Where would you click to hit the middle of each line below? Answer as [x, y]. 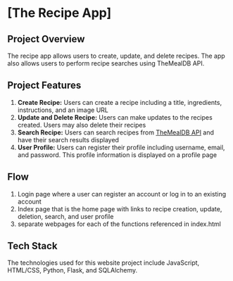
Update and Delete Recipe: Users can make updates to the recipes [115, 117]
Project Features [44, 86]
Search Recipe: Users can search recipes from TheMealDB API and [116, 132]
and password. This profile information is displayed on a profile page [117, 155]
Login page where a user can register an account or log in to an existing [122, 194]
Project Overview [46, 39]
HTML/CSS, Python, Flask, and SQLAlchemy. [73, 270]
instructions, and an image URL [63, 110]
